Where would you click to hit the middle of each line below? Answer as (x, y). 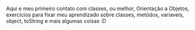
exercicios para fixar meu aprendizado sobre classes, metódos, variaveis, (95, 15)
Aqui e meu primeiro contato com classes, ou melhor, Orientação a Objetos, (98, 9)
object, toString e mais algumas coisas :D (56, 21)
